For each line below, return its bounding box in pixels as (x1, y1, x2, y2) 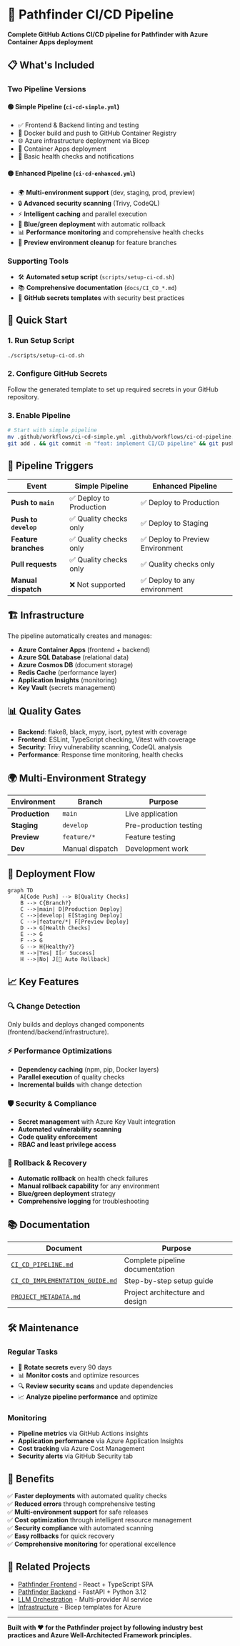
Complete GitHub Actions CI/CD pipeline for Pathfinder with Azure (7, 30, 209, 39)
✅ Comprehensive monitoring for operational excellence (7, 1540, 176, 1548)
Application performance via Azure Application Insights (17, 1437, 184, 1445)
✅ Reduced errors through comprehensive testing (7, 1500, 156, 1508)
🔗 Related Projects (7, 1561, 91, 1573)
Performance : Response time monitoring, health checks (17, 750, 184, 759)
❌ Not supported (69, 579, 126, 589)
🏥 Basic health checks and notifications (17, 152, 134, 161)
